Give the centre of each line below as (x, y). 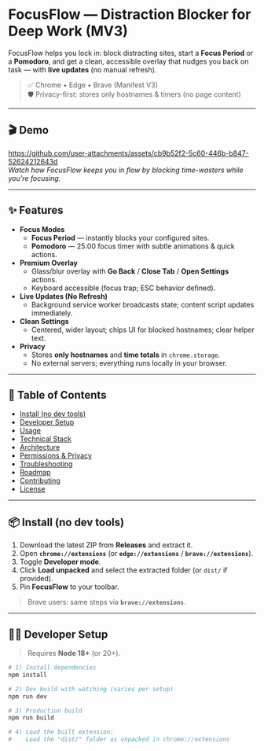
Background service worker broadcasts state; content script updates (143, 304)
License (32, 489)
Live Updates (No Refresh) (64, 296)
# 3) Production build (45, 711)
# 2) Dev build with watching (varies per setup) (91, 689)
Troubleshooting (46, 464)
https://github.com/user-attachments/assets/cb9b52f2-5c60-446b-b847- (128, 153)
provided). (36, 579)
